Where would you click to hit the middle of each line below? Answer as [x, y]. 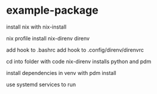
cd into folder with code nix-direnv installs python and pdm [79, 61]
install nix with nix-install [36, 27]
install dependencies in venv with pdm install [61, 73]
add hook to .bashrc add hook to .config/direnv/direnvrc [75, 50]
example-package [52, 10]
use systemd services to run [41, 84]
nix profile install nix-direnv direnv [48, 38]
